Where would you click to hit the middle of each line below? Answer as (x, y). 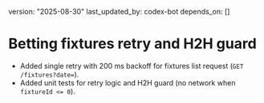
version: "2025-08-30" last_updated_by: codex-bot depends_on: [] (119, 12)
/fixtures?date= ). (49, 74)
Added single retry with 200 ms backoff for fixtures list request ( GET (132, 65)
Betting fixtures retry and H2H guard (132, 44)
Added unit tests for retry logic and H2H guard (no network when (128, 82)
